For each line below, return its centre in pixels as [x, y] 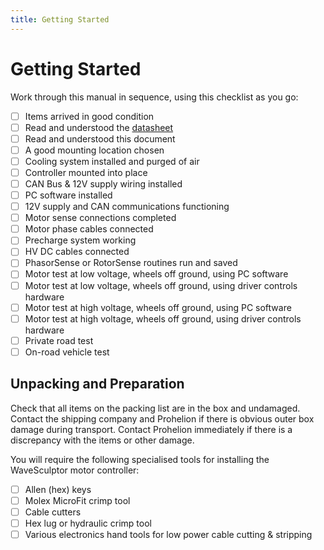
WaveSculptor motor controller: [75, 470]
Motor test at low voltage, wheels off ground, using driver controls [161, 285]
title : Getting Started [60, 19]
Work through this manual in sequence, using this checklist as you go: [154, 97]
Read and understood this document [100, 138]
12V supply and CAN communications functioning [127, 207]
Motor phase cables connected [89, 229]
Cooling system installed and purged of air [112, 161]
